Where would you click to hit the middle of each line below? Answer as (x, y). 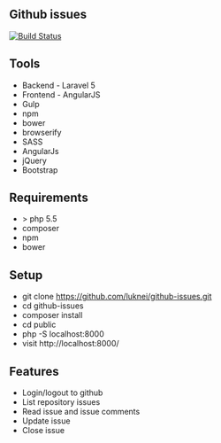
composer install (52, 315)
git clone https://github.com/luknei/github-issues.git (117, 297)
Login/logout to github (62, 392)
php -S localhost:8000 (63, 334)
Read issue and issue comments (81, 412)
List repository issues (61, 402)
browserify (42, 132)
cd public (39, 325)
